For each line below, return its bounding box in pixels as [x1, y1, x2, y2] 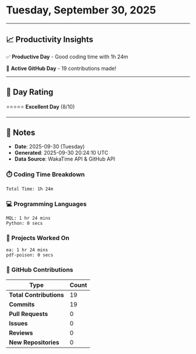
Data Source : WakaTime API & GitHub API [14, 155, 116, 162]
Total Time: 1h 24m [6, 186, 54, 192]
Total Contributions [9, 290, 64, 299]
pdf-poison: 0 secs [6, 252, 54, 258]
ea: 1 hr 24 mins [6, 247, 48, 253]
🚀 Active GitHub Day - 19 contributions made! [6, 65, 117, 72]
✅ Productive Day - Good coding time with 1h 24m [6, 53, 128, 60]
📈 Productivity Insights [6, 34, 93, 44]
